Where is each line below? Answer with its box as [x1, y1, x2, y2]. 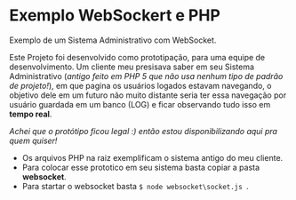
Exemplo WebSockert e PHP [9, 5, 220, 26]
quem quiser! [9, 135, 58, 146]
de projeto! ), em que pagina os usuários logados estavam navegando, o [9, 80, 272, 91]
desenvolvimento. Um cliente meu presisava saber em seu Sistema [9, 61, 255, 72]
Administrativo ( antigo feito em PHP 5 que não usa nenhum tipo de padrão [9, 70, 284, 81]
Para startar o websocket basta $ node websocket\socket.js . [21, 180, 249, 191]
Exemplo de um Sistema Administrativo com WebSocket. [9, 35, 217, 45]
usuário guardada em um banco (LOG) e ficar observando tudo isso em [9, 99, 271, 109]
